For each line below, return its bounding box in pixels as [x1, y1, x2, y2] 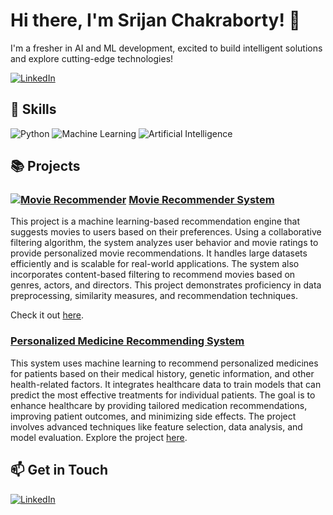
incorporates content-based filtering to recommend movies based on [10, 269, 296, 281]
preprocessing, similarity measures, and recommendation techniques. [10, 290, 298, 302]
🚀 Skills [10, 101, 57, 118]
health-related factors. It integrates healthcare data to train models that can [10, 378, 322, 390]
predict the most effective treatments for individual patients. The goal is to [10, 389, 316, 401]
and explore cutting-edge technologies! [10, 52, 174, 64]
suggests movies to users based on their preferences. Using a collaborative [10, 226, 322, 238]
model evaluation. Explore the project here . [10, 431, 188, 443]
